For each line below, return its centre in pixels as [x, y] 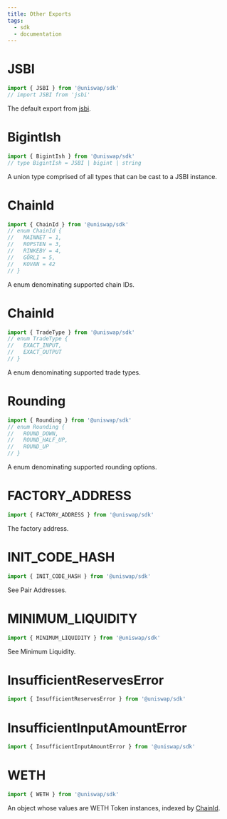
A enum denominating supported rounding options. [83, 467]
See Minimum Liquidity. [42, 651]
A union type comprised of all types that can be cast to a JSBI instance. [112, 176]
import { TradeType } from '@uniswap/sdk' [71, 332]
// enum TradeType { [38, 339]
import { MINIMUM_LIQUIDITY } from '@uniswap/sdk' [84, 638]
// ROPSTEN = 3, [35, 244]
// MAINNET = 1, [35, 238]
